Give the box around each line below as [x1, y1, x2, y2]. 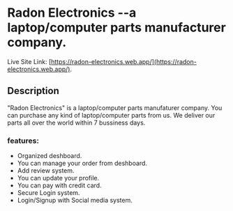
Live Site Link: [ [7, 57, 52, 65]
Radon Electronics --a [7, 5, 137, 21]
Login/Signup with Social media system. [17, 196, 133, 205]
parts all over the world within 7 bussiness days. [7, 118, 146, 127]
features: [7, 136, 40, 146]
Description [7, 85, 59, 97]
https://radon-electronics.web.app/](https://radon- [51, 57, 197, 65]
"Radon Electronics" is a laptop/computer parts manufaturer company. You [7, 103, 223, 112]
